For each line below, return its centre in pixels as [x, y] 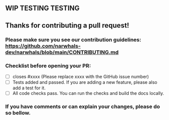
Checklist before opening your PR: [48, 66]
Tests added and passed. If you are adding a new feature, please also [85, 82]
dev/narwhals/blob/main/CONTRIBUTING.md [62, 52]
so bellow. [18, 113]
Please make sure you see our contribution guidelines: [73, 40]
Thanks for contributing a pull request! [67, 25]
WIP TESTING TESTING [42, 8]
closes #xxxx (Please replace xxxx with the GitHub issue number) [81, 77]
